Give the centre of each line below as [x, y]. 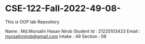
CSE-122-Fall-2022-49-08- [63, 8]
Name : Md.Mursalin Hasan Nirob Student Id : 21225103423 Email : [73, 31]
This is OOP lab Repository [32, 22]
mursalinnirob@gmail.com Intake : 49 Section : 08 [56, 36]
